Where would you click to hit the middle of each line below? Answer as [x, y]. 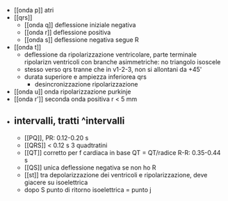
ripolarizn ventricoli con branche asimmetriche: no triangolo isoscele [122, 62]
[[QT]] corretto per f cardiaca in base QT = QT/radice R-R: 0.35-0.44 [122, 152]
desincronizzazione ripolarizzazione [86, 84]
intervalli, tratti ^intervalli [69, 121]
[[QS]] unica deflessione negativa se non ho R [90, 167]
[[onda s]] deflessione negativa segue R [81, 40]
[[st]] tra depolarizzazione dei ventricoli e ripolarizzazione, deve [116, 174]
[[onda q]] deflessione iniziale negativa [80, 25]
